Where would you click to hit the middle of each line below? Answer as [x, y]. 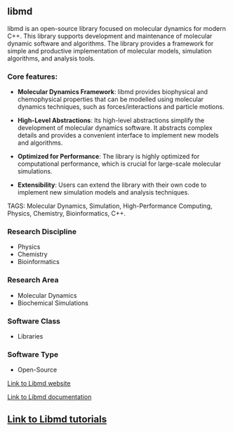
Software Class [34, 321]
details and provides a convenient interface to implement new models [118, 136]
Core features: [33, 77]
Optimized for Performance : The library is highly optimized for [108, 157]
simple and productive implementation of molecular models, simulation [109, 51]
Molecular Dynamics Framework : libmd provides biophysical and [113, 92]
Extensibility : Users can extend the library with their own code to [112, 185]
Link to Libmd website [39, 384]
